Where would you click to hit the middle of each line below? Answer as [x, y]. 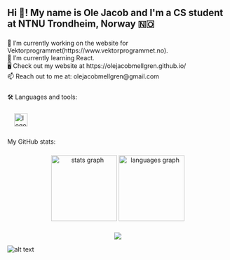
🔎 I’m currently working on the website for [68, 43]
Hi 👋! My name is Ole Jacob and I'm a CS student [115, 13]
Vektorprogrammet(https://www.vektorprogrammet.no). [88, 50]
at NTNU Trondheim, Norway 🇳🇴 [81, 24]
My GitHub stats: [32, 142]
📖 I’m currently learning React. [51, 58]
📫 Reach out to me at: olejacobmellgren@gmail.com [83, 76]
